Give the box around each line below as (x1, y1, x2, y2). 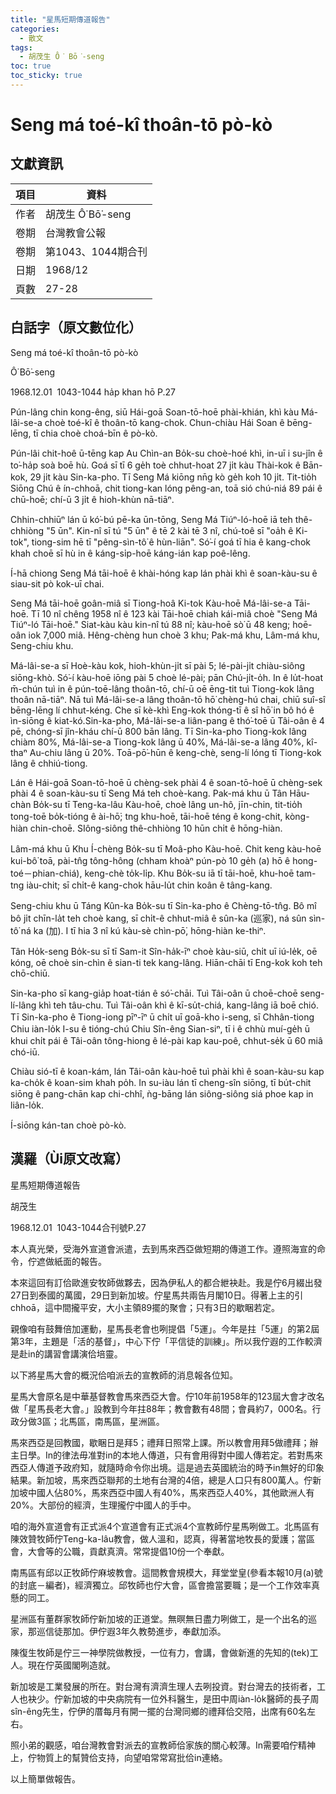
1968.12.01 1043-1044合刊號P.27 (10, 1221, 147, 1233)
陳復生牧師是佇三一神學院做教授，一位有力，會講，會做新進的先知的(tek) (10, 1646, 310, 1658)
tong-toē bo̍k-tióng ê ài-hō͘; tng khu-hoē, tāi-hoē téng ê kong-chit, (10, 810, 283, 822)
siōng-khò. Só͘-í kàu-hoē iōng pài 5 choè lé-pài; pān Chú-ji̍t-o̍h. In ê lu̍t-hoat (10, 671, 324, 683)
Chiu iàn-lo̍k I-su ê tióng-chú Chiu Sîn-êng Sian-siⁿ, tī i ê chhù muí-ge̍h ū (10, 1022, 311, 1035)
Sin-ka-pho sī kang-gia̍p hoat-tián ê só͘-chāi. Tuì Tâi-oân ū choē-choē (10, 987, 298, 999)
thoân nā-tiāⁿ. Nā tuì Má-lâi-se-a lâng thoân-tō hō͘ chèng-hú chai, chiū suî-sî (10, 693, 326, 705)
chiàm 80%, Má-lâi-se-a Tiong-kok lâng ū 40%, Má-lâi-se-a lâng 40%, (10, 736, 305, 748)
